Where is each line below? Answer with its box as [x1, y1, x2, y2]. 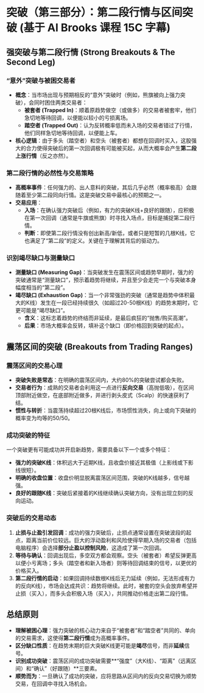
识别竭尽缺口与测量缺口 [6, 254, 75, 262]
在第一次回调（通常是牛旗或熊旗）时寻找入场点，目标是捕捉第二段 [24, 214, 190, 222]
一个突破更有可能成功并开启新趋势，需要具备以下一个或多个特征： [6, 446, 172, 454]
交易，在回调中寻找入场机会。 [15, 680, 90, 687]
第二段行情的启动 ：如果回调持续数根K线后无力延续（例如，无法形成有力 [15, 574, 195, 582]
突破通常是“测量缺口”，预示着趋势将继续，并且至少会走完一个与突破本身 [15, 276, 197, 284]
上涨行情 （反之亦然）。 [15, 152, 72, 159]
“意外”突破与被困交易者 [6, 76, 76, 85]
